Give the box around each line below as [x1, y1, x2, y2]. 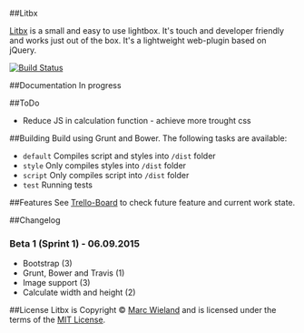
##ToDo [9, 97, 40, 108]
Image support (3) [22, 277, 91, 288]
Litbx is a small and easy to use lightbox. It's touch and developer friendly [9, 25, 284, 35]
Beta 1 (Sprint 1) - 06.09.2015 [9, 237, 141, 249]
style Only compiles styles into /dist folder [22, 160, 187, 171]
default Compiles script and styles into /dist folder [22, 150, 216, 161]
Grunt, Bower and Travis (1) [22, 267, 125, 278]
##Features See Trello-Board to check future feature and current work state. [9, 197, 296, 207]
